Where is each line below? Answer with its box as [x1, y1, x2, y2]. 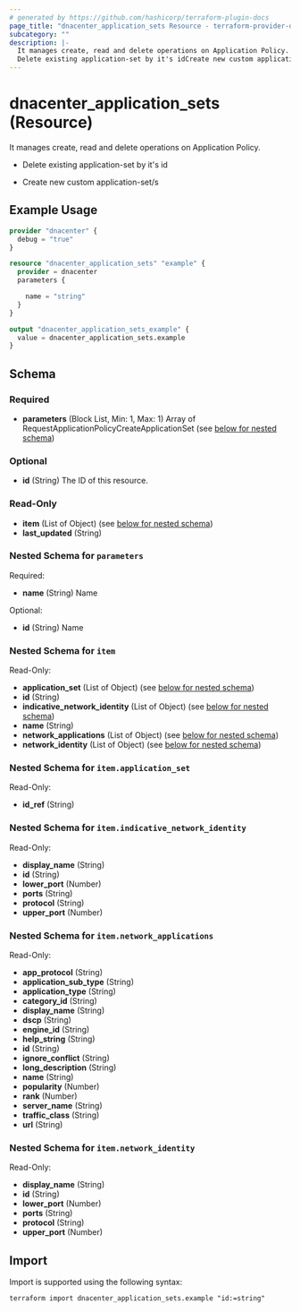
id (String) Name [21, 622, 84, 632]
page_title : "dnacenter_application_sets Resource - [9, 21, 210, 30]
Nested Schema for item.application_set [9, 762, 190, 775]
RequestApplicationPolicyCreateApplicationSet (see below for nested [21, 423, 277, 433]
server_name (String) [21, 1101, 103, 1111]
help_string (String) [21, 1033, 96, 1044]
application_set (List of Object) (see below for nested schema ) [21, 682, 254, 693]
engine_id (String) [21, 1025, 90, 1035]
